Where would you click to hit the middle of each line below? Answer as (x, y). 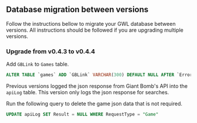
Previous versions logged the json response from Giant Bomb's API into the (97, 86)
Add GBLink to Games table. (38, 64)
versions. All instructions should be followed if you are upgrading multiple (95, 30)
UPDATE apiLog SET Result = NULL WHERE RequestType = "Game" (82, 114)
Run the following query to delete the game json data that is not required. (94, 103)
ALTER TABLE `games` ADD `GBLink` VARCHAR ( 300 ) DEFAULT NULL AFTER (90, 75)
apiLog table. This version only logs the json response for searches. (88, 92)
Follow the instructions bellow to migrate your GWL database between (91, 23)
